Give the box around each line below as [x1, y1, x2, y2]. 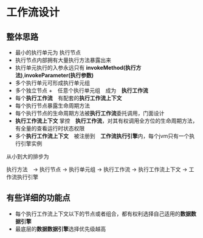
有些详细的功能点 [6, 192, 71, 203]
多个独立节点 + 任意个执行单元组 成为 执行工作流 [15, 87, 148, 94]
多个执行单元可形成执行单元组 [15, 80, 90, 86]
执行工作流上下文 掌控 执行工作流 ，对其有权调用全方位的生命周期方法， [15, 117, 198, 124]
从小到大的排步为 [6, 153, 49, 160]
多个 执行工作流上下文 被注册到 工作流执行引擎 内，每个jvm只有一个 [15, 132, 190, 140]
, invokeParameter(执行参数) [22, 72, 94, 79]
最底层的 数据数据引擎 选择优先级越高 [15, 225, 106, 233]
